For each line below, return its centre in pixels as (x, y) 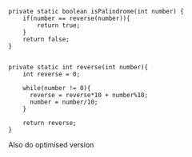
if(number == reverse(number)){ (76, 18)
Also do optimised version (51, 145)
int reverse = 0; (52, 74)
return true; (59, 26)
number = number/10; (64, 102)
